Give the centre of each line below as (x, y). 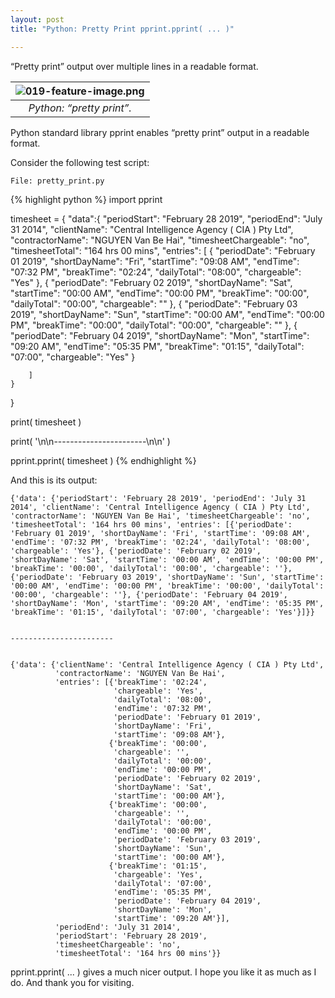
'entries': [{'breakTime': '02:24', (131, 682)
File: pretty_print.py (57, 181)
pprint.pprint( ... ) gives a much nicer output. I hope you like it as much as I (163, 972)
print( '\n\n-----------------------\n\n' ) (90, 441)
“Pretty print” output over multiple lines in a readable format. (134, 66)
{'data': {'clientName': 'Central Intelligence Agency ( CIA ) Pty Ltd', (167, 664)
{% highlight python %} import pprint (86, 199)
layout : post (37, 19)
